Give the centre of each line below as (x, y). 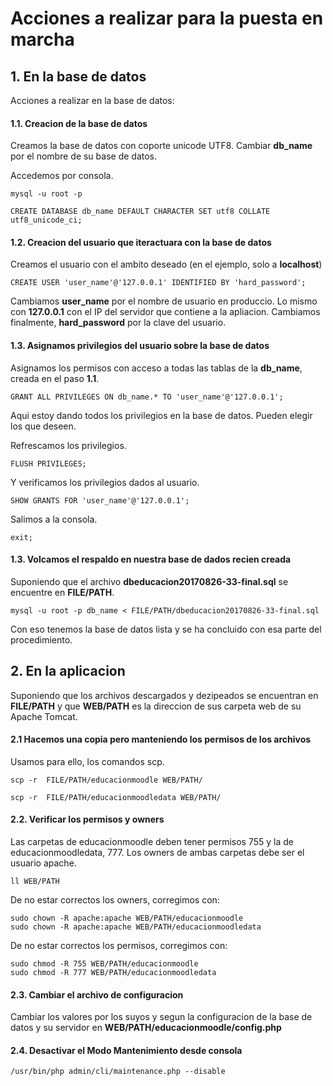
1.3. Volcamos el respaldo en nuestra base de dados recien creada (151, 559)
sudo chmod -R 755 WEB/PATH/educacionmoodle (104, 964)
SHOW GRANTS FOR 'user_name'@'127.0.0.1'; (100, 500)
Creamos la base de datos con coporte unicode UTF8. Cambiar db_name (161, 146)
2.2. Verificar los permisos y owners (87, 819)
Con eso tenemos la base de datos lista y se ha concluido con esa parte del (166, 629)
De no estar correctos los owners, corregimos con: (115, 900)
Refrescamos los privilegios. (68, 445)
